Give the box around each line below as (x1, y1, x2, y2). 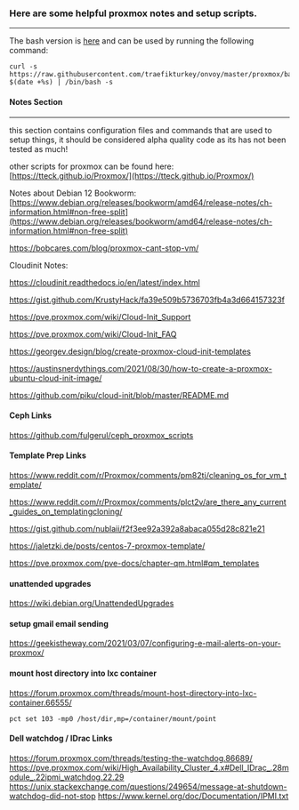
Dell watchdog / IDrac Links (9, 733, 113, 744)
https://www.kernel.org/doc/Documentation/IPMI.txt (97, 790, 289, 801)
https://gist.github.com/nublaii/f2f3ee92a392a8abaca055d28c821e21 (9, 523, 265, 533)
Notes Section (9, 96, 63, 107)
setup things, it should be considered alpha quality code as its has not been (9, 134, 287, 145)
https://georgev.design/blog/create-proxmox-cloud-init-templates (9, 346, 252, 357)
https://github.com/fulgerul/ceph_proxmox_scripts (9, 429, 194, 440)
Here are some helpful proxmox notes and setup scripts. (9, 7, 258, 20)
